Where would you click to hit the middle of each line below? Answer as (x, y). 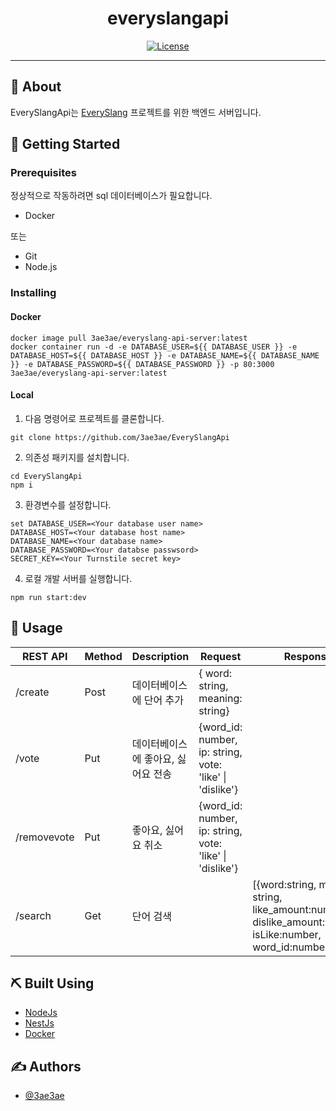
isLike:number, (287, 934)
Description (160, 656)
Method (103, 656)
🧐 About (36, 87)
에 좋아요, (153, 759)
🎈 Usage (36, 628)
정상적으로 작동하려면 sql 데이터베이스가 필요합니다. (111, 196)
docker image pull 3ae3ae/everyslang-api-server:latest (129, 338)
